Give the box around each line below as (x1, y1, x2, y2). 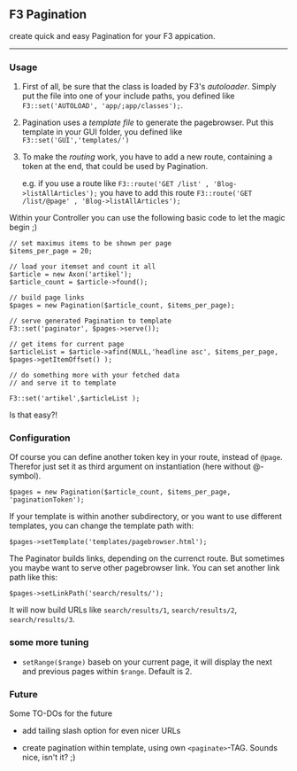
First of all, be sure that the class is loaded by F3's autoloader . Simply (21, 82, 277, 92)
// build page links (9, 293, 86, 302)
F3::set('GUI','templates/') (21, 136, 130, 145)
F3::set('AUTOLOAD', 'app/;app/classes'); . (21, 100, 184, 111)
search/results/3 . (9, 614, 75, 625)
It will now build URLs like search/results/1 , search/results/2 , (9, 604, 238, 615)
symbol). (9, 471, 42, 481)
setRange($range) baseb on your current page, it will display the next (21, 656, 272, 667)
